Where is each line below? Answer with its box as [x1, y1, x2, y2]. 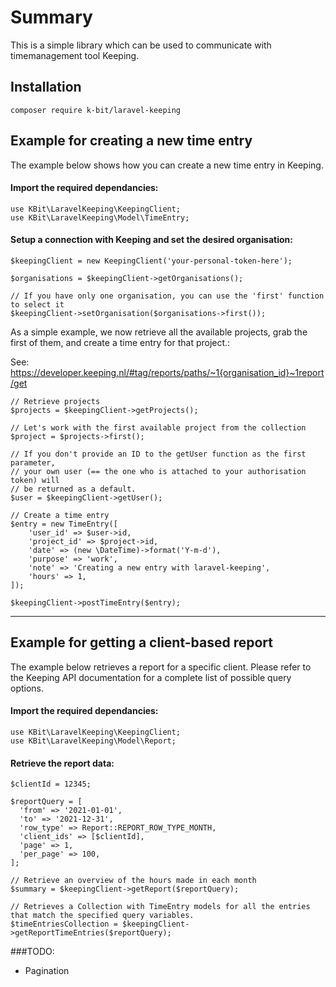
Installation [10, 79, 82, 96]
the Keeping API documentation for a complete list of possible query [10, 671, 292, 683]
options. [10, 682, 45, 694]
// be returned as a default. [10, 484, 137, 494]
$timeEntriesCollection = [10, 919, 118, 930]
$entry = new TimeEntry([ [10, 519, 118, 529]
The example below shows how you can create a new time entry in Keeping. [10, 159, 324, 171]
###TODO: [10, 946, 55, 958]
